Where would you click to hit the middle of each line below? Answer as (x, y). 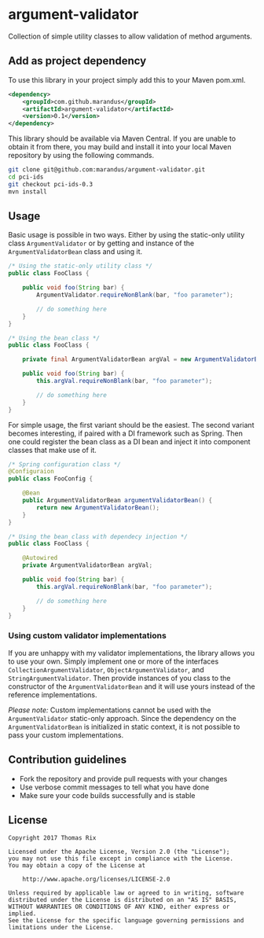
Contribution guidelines (68, 760)
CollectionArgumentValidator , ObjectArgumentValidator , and (106, 669)
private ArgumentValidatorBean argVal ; (88, 565)
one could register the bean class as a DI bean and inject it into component (129, 441)
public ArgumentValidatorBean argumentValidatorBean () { (117, 501)
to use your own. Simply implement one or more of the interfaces (114, 661)
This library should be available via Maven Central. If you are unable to (122, 138)
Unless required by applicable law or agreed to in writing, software (126, 893)
